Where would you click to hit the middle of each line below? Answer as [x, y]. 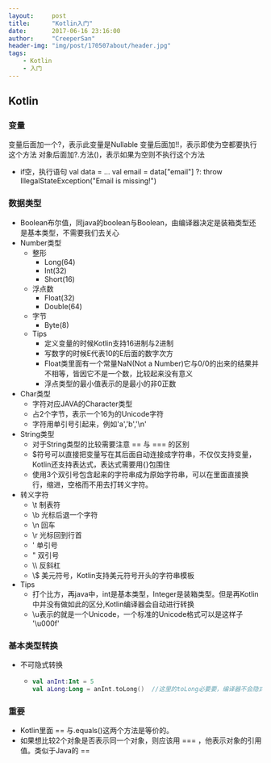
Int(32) [55, 270]
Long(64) [60, 262]
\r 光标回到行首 [57, 535]
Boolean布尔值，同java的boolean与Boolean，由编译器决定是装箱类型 [135, 222]
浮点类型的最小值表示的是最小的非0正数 [110, 384]
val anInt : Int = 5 [63, 682]
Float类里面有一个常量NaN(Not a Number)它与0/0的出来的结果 [148, 363]
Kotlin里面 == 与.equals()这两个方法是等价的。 [96, 731]
